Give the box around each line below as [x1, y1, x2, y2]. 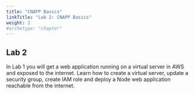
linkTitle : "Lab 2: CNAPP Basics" [6, 14, 92, 20]
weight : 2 [6, 20, 31, 26]
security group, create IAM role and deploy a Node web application [6, 76, 171, 83]
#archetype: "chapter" [6, 25, 62, 32]
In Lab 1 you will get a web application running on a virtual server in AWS [6, 63, 184, 70]
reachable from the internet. [6, 82, 75, 89]
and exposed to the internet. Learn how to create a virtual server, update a [6, 70, 189, 77]
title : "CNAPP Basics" [6, 8, 62, 15]
